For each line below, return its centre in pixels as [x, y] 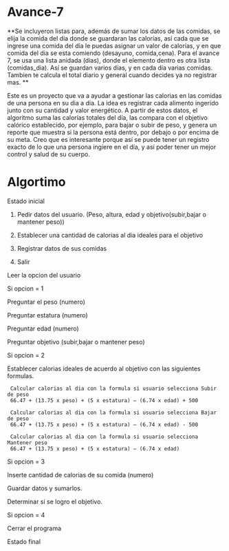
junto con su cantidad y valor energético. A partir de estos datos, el [102, 110]
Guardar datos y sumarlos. [45, 488]
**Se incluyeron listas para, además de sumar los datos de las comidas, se [114, 31]
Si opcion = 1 [25, 288]
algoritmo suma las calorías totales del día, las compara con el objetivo [107, 117]
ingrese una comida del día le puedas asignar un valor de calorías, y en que [114, 45]
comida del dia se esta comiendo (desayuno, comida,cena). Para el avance [113, 53]
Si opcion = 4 [26, 514]
